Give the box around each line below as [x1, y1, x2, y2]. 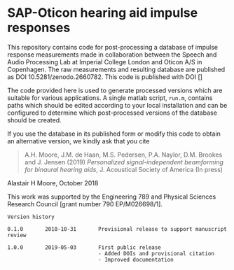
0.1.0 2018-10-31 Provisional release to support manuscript [7, 225, 228, 232]
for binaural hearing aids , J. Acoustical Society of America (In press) [24, 165, 223, 173]
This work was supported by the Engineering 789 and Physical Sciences [7, 192, 216, 201]
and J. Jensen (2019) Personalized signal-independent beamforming [24, 157, 224, 166]
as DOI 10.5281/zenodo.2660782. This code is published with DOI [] [7, 72, 203, 81]
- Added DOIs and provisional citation [97, 250, 215, 257]
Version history [7, 213, 55, 220]
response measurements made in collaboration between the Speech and [7, 50, 217, 59]
